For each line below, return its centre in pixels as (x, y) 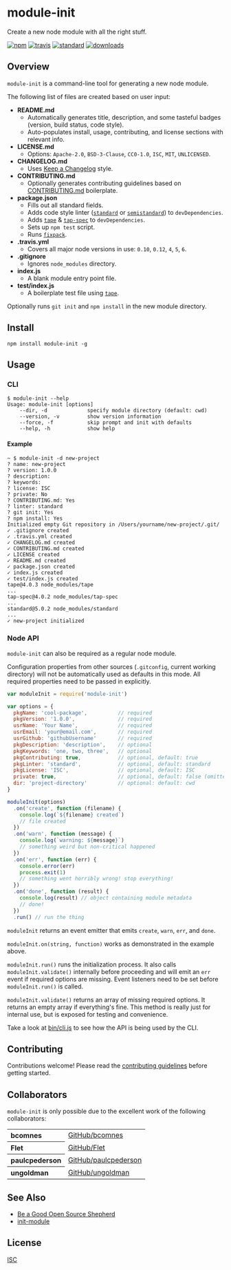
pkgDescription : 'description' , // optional (83, 745)
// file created (43, 821)
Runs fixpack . (47, 234)
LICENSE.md (36, 147)
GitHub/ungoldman (99, 1172)
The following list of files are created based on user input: (89, 96)
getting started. (29, 1073)
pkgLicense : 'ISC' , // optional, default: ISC (104, 770)
